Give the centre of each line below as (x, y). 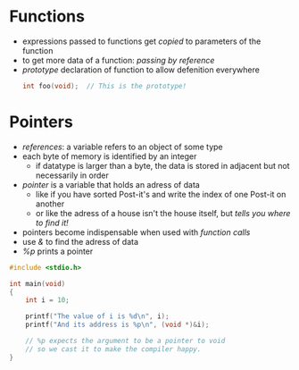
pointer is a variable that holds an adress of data (111, 184)
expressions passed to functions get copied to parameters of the (141, 41)
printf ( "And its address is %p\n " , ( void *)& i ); (117, 325)
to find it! (52, 223)
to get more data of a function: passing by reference (118, 60)
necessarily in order (72, 175)
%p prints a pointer (58, 251)
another (50, 204)
